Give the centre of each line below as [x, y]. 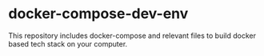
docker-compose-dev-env [98, 14]
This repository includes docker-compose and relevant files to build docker [132, 35]
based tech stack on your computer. [68, 43]
